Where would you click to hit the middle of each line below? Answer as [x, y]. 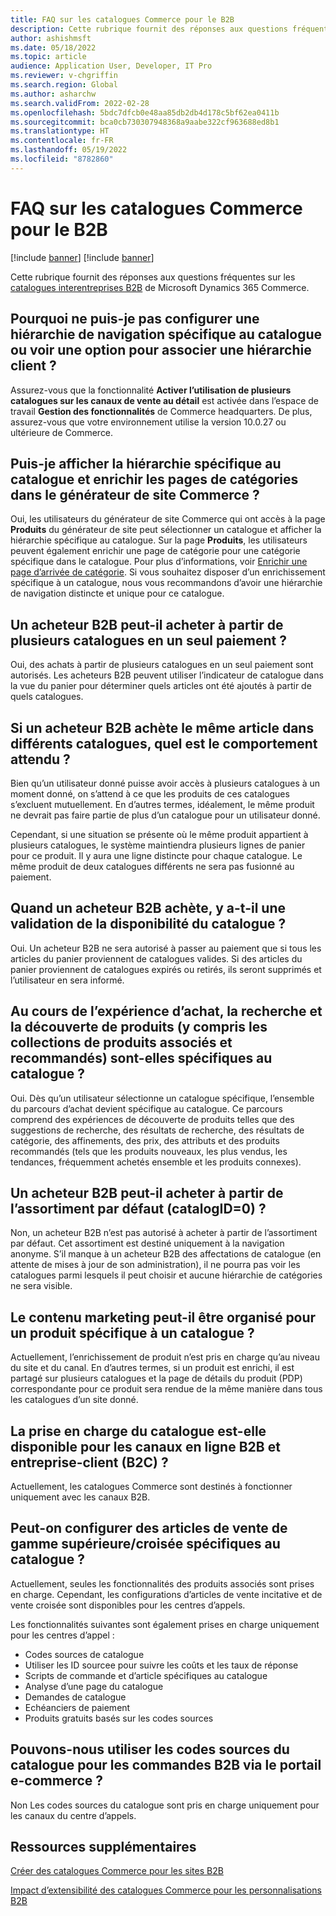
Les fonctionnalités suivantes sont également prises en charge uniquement [165, 1624]
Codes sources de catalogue [84, 1654]
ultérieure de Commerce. [62, 432]
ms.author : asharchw [53, 94]
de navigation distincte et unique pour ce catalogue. [117, 593]
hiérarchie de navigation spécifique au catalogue [166, 334]
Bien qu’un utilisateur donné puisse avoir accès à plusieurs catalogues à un [165, 783]
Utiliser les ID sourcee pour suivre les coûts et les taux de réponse [161, 1665]
